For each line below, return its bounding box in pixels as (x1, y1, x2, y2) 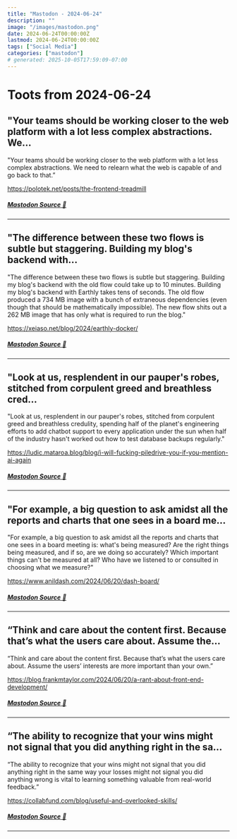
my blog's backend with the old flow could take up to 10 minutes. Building (7, 280, 221, 288)
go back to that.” (7, 170, 56, 179)
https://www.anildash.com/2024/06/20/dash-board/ (7, 577, 160, 585)
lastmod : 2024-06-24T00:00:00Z (7, 37, 99, 44)
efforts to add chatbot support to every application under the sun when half (7, 427, 227, 435)
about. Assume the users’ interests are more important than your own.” (7, 662, 214, 670)
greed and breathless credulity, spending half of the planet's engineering (7, 420, 220, 428)
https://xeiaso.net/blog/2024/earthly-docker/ (7, 324, 138, 332)
